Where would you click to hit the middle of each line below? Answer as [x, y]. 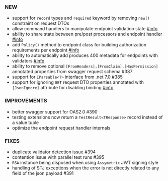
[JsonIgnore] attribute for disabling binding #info [63, 88]
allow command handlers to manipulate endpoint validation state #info [85, 29]
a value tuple [25, 123]
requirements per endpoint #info [46, 50]
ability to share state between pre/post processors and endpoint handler [87, 34]
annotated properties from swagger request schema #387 [72, 72]
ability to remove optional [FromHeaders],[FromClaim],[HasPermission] [85, 66]
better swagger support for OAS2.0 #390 [55, 111]
